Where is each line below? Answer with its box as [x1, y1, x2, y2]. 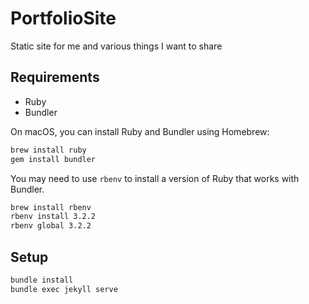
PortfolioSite [10, 7, 117, 30]
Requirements [10, 69, 100, 86]
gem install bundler [10, 154, 97, 164]
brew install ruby [10, 145, 87, 155]
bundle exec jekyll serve [10, 284, 118, 294]
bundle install [10, 275, 74, 285]
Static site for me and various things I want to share [10, 40, 223, 52]
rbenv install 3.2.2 [10, 212, 97, 222]
